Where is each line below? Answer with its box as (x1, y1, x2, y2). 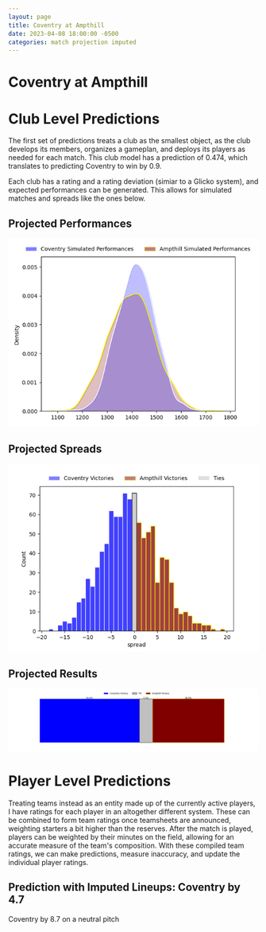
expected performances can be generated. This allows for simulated (8, 185, 233, 195)
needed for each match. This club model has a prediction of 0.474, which (8, 153, 249, 162)
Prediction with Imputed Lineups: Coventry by (8, 880, 241, 895)
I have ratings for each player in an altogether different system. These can (8, 806, 251, 816)
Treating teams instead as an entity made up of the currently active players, (8, 798, 256, 808)
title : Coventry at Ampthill (8, 21, 105, 29)
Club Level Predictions (8, 110, 160, 127)
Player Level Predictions (8, 772, 172, 790)
